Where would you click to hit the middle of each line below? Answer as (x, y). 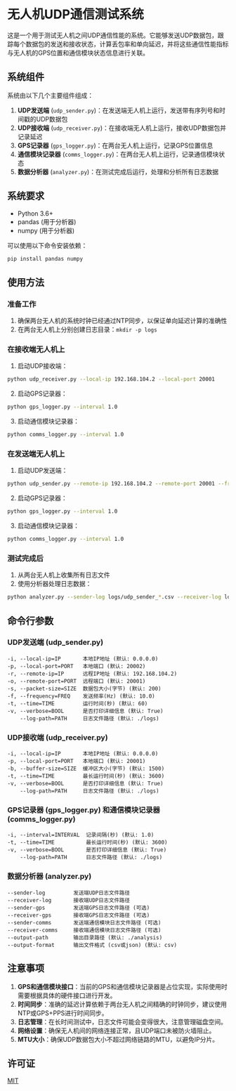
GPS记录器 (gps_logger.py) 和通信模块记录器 (84, 810)
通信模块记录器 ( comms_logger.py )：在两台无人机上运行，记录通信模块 (118, 154)
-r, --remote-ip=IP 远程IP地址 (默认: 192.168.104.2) (92, 674)
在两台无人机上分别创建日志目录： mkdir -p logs (87, 329)
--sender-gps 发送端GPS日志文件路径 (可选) (79, 908)
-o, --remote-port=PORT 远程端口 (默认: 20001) (77, 681)
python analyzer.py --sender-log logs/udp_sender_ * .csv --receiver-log (114, 597)
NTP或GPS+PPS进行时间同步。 (63, 1013)
